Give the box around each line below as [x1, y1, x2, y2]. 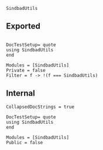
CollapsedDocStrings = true [6, 104, 75, 110]
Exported [6, 21, 41, 32]
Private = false [6, 67, 46, 73]
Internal [6, 88, 35, 99]
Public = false [6, 139, 43, 145]
